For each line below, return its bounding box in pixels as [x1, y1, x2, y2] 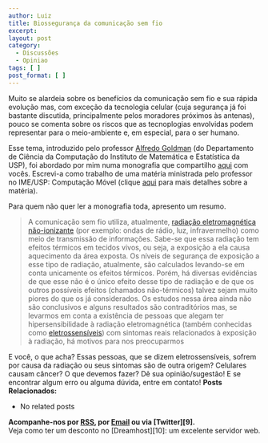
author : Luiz [8, 11, 52, 20]
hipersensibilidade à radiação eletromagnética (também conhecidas [27, 319, 252, 329]
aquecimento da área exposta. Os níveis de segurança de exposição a [27, 250, 260, 261]
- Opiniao [15, 57, 48, 65]
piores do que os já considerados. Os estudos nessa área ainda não [27, 294, 252, 303]
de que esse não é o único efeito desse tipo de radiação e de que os [27, 276, 254, 286]
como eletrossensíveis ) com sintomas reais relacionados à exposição [27, 327, 258, 337]
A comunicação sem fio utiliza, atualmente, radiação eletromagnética [27, 217, 256, 226]
